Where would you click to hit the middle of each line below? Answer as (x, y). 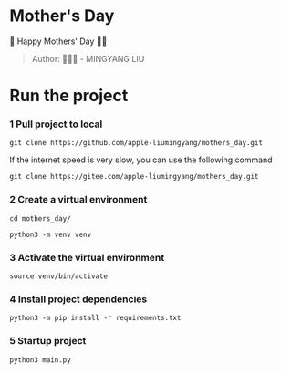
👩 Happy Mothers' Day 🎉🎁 (58, 41)
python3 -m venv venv (51, 234)
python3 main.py (40, 360)
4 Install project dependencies (78, 299)
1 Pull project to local (56, 124)
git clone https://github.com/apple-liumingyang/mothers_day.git (136, 143)
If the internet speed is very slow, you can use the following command (141, 160)
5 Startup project (48, 341)
